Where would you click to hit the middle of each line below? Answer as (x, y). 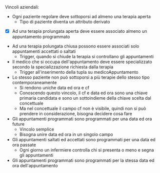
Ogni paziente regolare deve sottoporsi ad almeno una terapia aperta (81, 16)
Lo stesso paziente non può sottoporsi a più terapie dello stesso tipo (81, 77)
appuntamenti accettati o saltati (44, 51)
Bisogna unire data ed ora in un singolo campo (66, 134)
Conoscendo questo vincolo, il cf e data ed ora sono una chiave (83, 93)
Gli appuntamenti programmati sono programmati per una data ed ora (82, 119)
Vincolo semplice (37, 130)
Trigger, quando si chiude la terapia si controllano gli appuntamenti (86, 57)
